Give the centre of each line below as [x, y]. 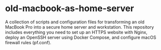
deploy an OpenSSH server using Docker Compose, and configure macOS [81, 37]
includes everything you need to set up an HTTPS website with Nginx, [76, 32]
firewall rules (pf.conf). [28, 42]
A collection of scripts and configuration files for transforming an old [75, 22]
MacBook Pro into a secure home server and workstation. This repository [80, 27]
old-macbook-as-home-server [70, 8]
